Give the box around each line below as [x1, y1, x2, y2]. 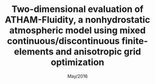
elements [13, 46, 54, 57]
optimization [50, 56, 104, 68]
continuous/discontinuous [6, 35, 120, 47]
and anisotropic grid [55, 46, 141, 57]
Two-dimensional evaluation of [11, 3, 143, 15]
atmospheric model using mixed [9, 25, 146, 36]
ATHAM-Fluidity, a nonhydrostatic [4, 14, 150, 25]
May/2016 [67, 73, 88, 79]
